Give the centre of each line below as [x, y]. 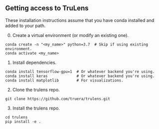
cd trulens [16, 117]
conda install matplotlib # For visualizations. [64, 80]
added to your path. [25, 25]
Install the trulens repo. [36, 108]
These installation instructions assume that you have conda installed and [80, 20]
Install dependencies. [34, 62]
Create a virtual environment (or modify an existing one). [70, 35]
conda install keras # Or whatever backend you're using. [80, 76]
